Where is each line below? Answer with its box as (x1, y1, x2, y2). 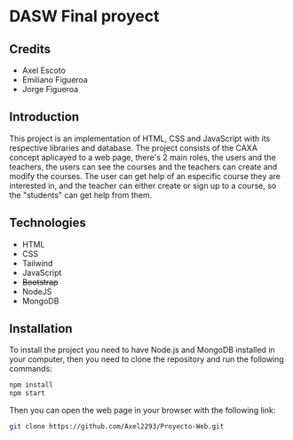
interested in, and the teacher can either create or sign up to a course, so (9, 180, 277, 191)
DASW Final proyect (9, 6, 160, 27)
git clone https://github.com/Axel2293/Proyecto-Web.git (9, 422, 225, 431)
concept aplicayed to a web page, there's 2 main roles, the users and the (9, 152, 277, 162)
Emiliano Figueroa (21, 75, 89, 85)
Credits (9, 42, 51, 57)
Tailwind (21, 257, 53, 268)
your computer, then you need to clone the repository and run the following (9, 354, 284, 365)
